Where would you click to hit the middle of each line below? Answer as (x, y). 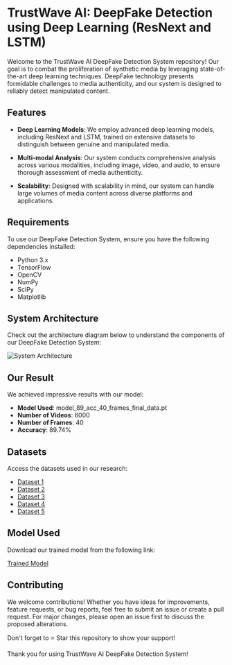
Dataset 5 (31, 511)
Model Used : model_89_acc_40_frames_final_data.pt (92, 408)
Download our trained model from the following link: (81, 550)
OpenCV (29, 275)
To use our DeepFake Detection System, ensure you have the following (108, 239)
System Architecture (53, 318)
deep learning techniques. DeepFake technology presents (111, 76)
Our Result (30, 378)
